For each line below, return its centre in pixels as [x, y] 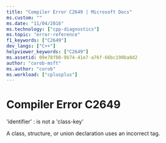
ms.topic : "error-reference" [43, 35]
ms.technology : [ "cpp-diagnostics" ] [53, 29]
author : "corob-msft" [34, 63]
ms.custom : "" [24, 18]
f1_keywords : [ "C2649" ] [37, 40]
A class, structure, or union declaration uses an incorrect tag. [83, 134]
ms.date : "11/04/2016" [35, 23]
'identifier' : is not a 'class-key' [45, 122]
